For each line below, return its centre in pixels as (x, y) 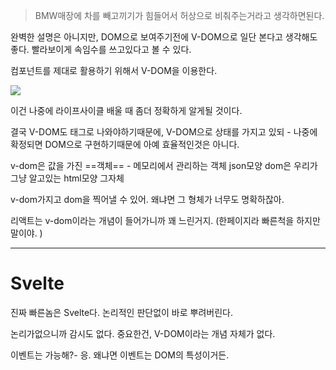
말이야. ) (26, 233)
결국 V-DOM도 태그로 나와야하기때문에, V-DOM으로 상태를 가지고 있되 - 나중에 (164, 132)
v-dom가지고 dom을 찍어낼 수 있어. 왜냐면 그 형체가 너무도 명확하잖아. (147, 199)
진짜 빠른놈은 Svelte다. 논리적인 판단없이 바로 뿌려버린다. (121, 312)
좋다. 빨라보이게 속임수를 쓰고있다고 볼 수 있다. (101, 49)
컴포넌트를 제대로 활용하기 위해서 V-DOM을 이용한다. (114, 70)
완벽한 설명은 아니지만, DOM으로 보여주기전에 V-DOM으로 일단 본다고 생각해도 (164, 37)
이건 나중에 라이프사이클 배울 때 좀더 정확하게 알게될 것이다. (126, 110)
